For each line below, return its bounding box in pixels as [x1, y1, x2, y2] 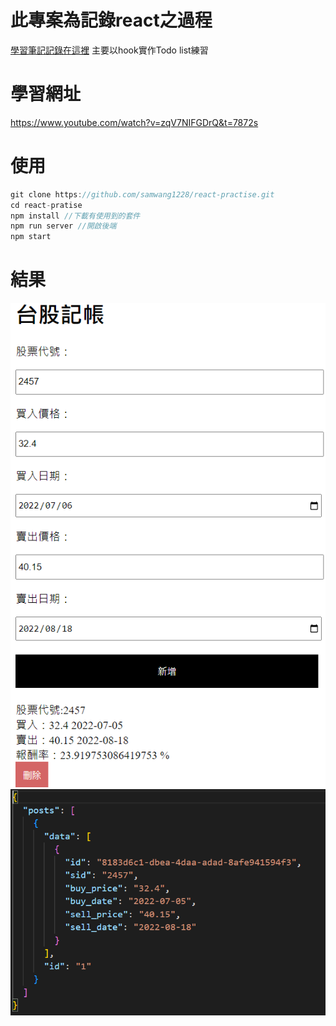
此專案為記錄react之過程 [10, 9, 213, 32]
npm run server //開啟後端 [10, 221, 117, 231]
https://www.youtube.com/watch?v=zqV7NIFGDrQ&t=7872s [10, 116, 259, 128]
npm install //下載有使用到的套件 [10, 211, 141, 221]
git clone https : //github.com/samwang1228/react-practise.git [10, 189, 275, 200]
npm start [10, 232, 52, 242]
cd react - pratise [10, 200, 83, 210]
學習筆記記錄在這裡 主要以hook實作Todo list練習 [10, 44, 209, 56]
